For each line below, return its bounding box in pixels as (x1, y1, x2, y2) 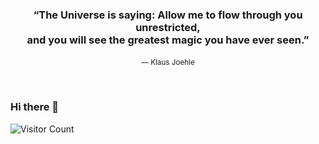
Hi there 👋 (10, 100, 60, 114)
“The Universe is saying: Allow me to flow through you (33, 8, 303, 22)
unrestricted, (135, 20, 201, 34)
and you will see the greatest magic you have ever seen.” (26, 33, 310, 47)
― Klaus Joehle (141, 58, 195, 68)
